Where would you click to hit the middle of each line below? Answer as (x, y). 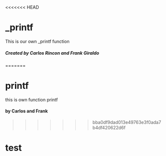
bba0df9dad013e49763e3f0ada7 (127, 122)
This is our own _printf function (37, 41)
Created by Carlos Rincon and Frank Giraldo (52, 53)
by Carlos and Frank (27, 111)
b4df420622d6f (109, 128)
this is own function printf (32, 99)
